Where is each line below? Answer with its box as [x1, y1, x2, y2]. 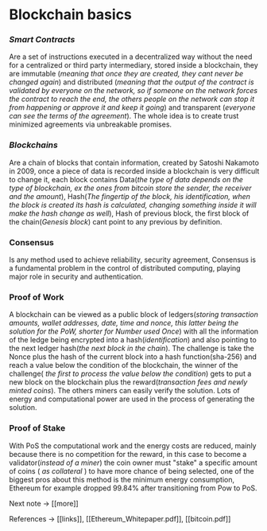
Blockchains [9, 139, 58, 150]
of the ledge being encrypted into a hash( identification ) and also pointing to [9, 335, 257, 345]
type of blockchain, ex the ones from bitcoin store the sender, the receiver [9, 183, 252, 193]
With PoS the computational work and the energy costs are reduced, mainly [9, 440, 257, 451]
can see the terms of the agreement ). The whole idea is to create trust [9, 111, 239, 121]
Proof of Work [9, 292, 64, 303]
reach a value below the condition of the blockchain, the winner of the [9, 361, 238, 370]
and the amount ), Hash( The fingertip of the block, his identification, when [9, 191, 251, 201]
